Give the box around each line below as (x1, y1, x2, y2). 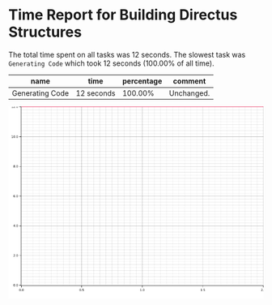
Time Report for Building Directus (8, 6, 238, 24)
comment (172, 76, 206, 86)
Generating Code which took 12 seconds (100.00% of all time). (8, 58, 215, 68)
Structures (8, 23, 83, 41)
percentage (122, 76, 163, 86)
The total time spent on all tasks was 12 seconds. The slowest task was (8, 49, 246, 59)
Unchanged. (168, 88, 210, 98)
